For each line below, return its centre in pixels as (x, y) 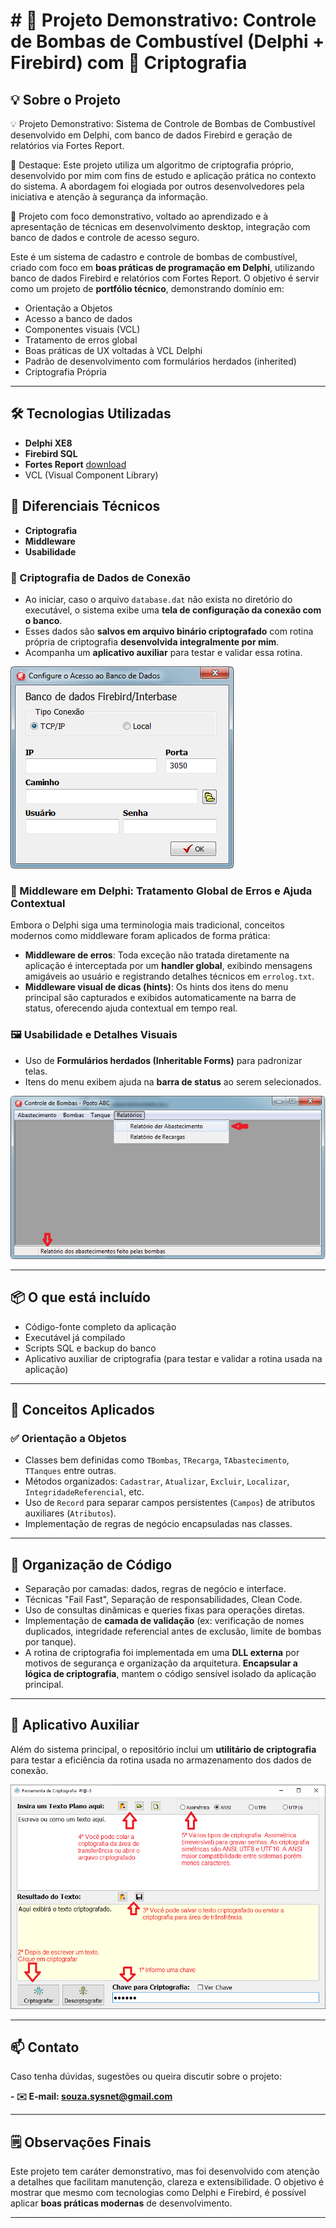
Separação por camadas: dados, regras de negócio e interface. (155, 1589)
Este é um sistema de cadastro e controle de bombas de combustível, (154, 257)
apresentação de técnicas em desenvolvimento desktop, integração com (160, 227)
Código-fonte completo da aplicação (100, 1326)
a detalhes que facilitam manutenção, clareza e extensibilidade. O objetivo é (167, 2182)
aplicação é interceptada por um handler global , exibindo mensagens (168, 966)
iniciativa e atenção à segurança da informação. (109, 197)
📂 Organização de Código (91, 1564)
